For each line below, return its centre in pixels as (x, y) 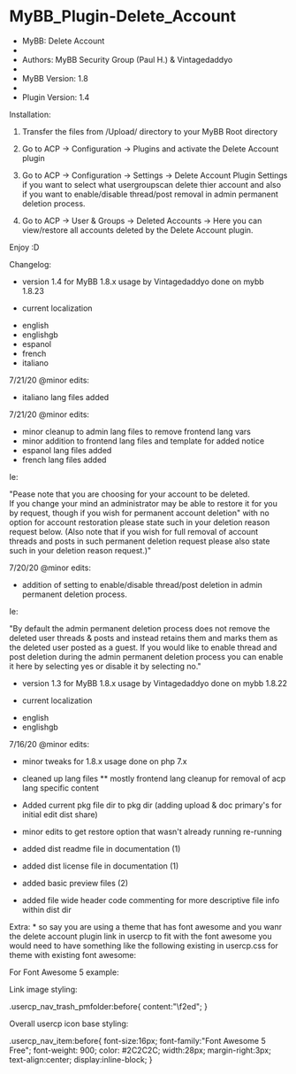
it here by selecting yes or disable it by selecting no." (105, 666)
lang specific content (60, 788)
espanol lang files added (67, 450)
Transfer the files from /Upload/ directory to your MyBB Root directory (150, 131)
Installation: (30, 114)
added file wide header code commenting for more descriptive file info (151, 900)
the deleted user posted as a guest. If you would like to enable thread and (143, 647)
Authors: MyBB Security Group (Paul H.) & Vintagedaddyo (127, 59)
